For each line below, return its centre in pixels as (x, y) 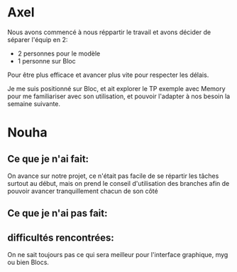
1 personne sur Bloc (46, 61)
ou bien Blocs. (28, 262)
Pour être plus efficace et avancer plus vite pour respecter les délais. (108, 75)
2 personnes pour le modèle (59, 53)
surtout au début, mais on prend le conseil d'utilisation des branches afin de (118, 183)
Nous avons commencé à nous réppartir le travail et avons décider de (109, 32)
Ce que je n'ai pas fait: (57, 213)
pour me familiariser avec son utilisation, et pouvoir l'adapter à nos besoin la (119, 96)
